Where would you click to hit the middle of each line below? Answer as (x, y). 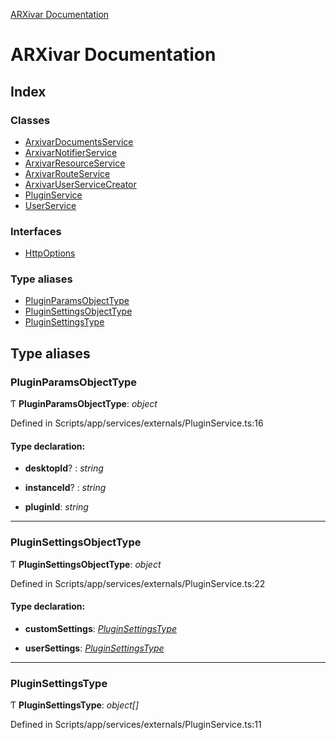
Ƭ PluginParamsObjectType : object (84, 404)
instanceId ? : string (65, 488)
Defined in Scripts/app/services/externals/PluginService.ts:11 (136, 725)
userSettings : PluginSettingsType (94, 648)
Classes (30, 120)
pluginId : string (56, 507)
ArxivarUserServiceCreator (80, 184)
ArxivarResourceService (75, 163)
